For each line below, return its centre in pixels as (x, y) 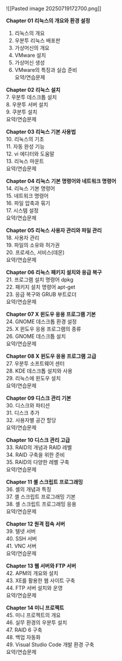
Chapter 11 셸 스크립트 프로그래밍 (45, 482)
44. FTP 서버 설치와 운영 (34, 588)
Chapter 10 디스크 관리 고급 (38, 440)
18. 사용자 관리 (23, 238)
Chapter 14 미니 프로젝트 (35, 608)
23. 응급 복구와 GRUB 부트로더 (41, 294)
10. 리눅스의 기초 (25, 139)
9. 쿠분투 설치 (22, 112)
